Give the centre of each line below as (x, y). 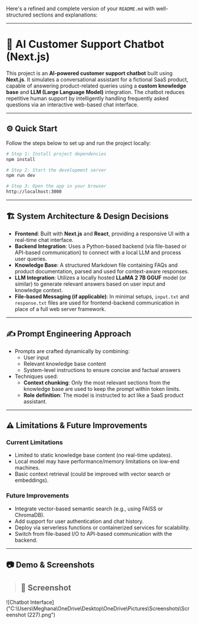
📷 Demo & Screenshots (50, 565)
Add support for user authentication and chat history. (79, 521)
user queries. (31, 258)
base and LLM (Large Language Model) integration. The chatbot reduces (95, 92)
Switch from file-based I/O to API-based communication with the (93, 534)
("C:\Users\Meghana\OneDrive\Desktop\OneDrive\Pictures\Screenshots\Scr (98, 608)
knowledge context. (39, 290)
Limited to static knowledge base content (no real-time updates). (93, 455)
